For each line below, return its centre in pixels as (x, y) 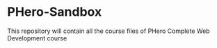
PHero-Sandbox (55, 12)
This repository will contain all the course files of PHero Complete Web (108, 31)
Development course (37, 38)
